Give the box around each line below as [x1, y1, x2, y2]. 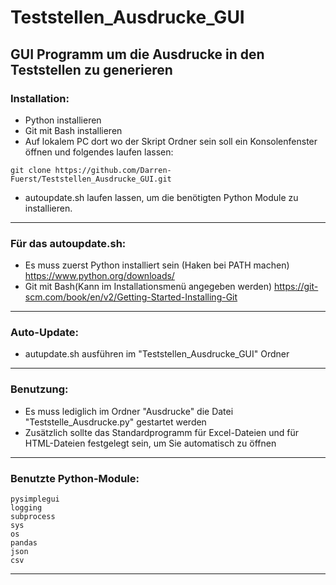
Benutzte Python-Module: [10, 471, 140, 485]
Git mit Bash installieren [24, 124, 123, 136]
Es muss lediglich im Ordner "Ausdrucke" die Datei [24, 405, 234, 417]
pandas [10, 538, 38, 548]
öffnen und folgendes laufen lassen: [24, 146, 174, 158]
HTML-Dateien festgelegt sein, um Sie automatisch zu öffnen [24, 437, 277, 449]
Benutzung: [10, 382, 69, 396]
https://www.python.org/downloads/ [24, 270, 175, 282]
